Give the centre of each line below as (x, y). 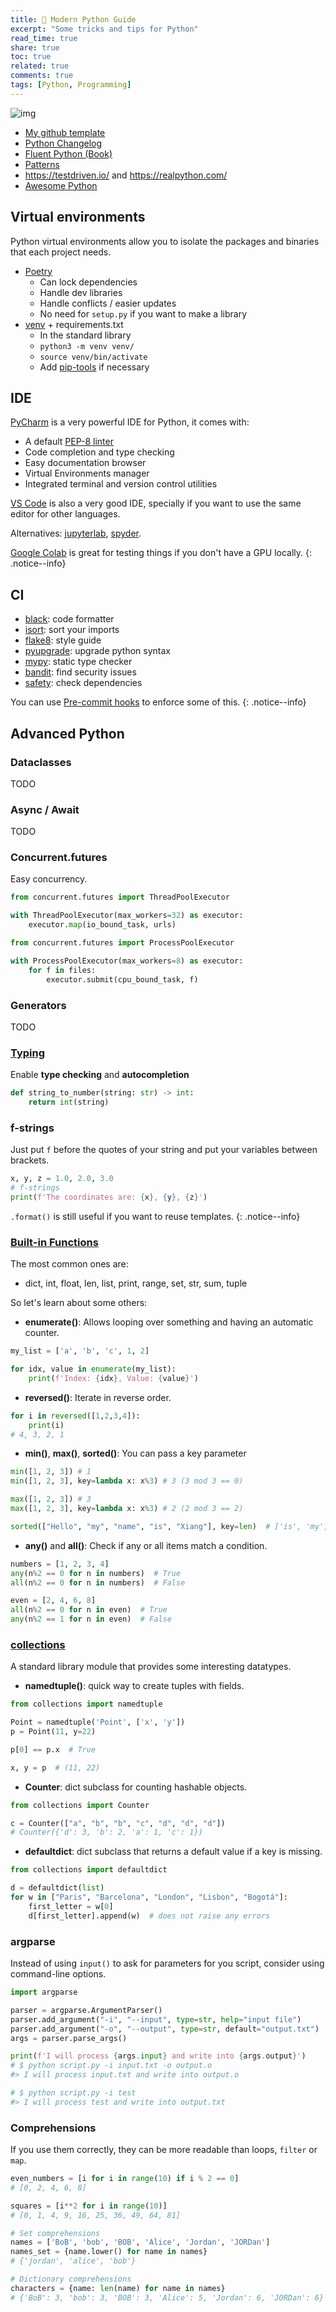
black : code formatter (69, 619)
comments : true (42, 76)
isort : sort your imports (72, 630)
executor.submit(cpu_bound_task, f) (122, 979)
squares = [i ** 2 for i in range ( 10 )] (89, 2206)
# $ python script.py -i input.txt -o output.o (111, 2066)
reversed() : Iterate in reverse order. (98, 1397)
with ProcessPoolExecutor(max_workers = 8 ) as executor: (127, 961)
